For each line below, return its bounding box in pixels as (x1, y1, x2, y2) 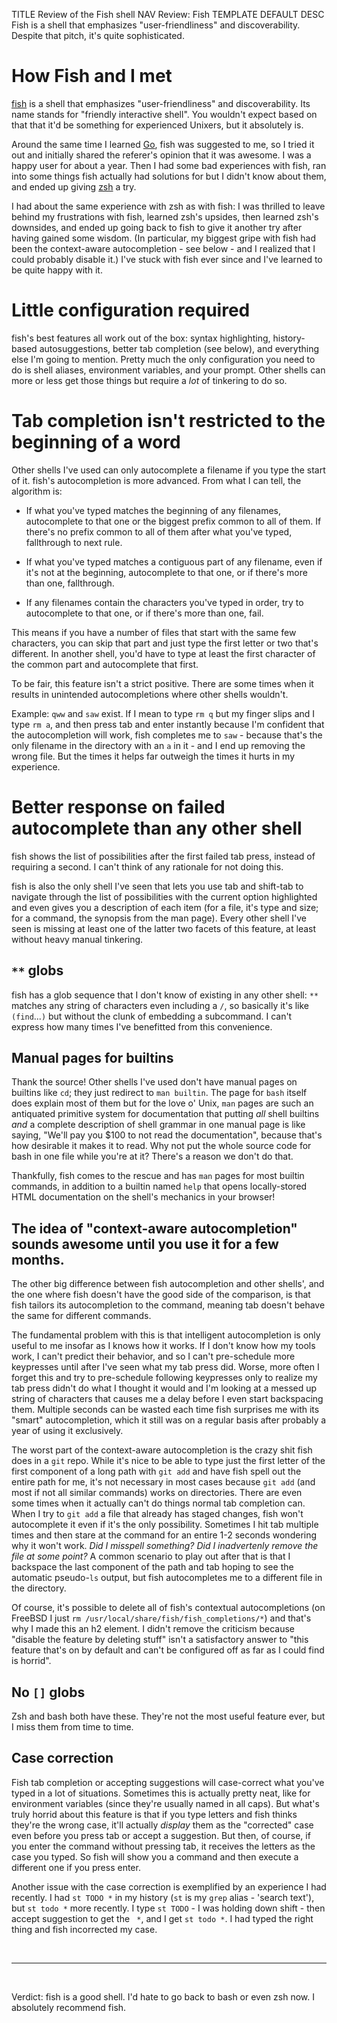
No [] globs (11, 1684, 86, 1701)
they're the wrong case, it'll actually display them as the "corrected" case (11, 1819, 314, 1831)
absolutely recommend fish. (11, 2001, 127, 2013)
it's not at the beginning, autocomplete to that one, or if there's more (25, 566, 308, 578)
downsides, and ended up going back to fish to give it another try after (11, 221, 303, 233)
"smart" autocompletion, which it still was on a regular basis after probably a (11, 1414, 327, 1426)
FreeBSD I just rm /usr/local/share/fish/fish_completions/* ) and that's (11, 1612, 312, 1624)
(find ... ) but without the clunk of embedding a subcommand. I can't (11, 1010, 293, 1022)
